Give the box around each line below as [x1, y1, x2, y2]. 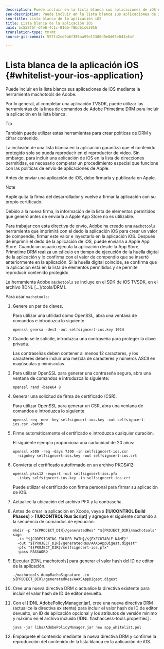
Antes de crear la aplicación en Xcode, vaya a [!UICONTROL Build [12, 508, 146, 514]
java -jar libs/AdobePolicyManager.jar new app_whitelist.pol [12, 625, 142, 629]
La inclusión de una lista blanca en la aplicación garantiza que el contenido [5, 144, 156, 150]
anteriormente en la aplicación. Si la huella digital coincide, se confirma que [5, 259, 157, 265]
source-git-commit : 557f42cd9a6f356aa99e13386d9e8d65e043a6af [5, 35, 134, 39]
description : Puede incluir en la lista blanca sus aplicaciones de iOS [5, 7, 156, 12]
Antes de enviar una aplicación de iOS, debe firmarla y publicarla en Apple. [5, 175, 156, 180]
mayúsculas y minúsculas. [12, 360, 66, 366]
